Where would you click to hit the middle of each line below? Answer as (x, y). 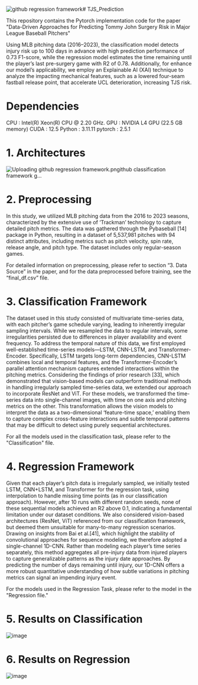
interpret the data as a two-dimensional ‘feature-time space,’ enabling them (98, 412)
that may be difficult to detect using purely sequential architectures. (89, 425)
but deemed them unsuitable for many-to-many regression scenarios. (91, 527)
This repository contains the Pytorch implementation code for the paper (93, 20)
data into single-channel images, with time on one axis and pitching (104, 400)
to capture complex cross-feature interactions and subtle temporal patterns (98, 419)
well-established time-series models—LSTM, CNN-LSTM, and (82, 349)
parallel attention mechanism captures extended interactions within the (92, 368)
